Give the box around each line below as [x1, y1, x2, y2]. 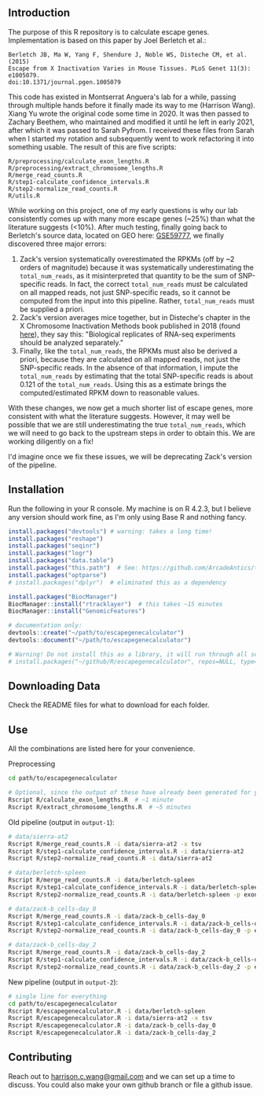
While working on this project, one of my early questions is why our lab [8, 205, 238, 215]
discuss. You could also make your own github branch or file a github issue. [8, 1080, 253, 1089]
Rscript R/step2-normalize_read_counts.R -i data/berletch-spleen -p [8, 890, 241, 899]
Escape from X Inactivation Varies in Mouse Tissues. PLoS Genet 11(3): [8, 64, 251, 72]
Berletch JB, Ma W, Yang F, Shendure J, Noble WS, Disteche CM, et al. [8, 50, 247, 58]
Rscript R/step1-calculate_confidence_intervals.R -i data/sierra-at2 [8, 847, 244, 856]
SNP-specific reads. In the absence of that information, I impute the [19, 363, 239, 372]
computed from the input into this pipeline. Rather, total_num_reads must [19, 296, 255, 305]
